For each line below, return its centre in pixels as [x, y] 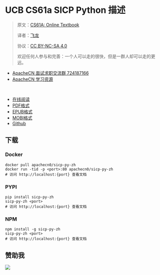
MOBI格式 [22, 118]
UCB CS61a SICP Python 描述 [65, 10]
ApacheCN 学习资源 [32, 79]
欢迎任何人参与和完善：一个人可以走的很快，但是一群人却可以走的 [84, 56]
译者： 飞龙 [28, 35]
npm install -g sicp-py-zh [33, 229]
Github [19, 123]
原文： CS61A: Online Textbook [48, 25]
